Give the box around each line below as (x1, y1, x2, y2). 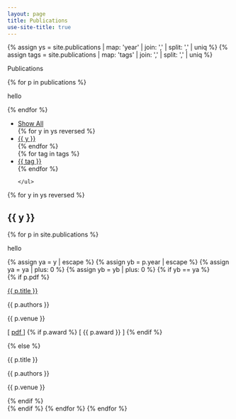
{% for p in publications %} (7, 78, 87, 87)
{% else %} (7, 342, 41, 350)
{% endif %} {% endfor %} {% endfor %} (7, 404, 128, 413)
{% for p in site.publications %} (7, 230, 99, 239)
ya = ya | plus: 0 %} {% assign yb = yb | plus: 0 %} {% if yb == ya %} (7, 266, 210, 274)
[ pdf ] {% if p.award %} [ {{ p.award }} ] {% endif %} (7, 328, 163, 337)
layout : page (7, 10, 46, 18)
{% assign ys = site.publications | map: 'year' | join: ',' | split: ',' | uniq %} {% (7, 43, 228, 52)
